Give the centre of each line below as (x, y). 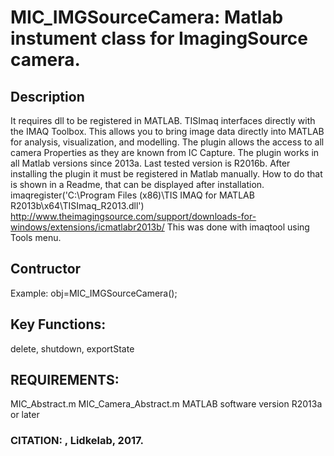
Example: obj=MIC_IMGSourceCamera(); (94, 293)
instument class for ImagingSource (159, 38)
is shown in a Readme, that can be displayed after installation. (137, 184)
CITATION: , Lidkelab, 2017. (77, 441)
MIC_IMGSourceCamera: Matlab (147, 17)
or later (25, 415)
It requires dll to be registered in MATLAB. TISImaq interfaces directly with (163, 120)
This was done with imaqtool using (238, 227)
